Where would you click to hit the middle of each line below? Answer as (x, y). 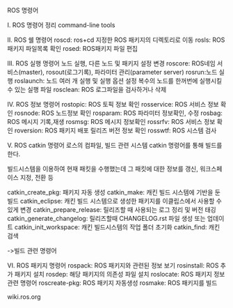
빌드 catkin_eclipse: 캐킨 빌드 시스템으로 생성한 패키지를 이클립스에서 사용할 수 (115, 201)
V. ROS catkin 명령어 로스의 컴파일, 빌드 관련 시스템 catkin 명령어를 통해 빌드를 (115, 145)
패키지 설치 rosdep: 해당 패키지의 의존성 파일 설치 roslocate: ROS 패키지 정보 (120, 274)
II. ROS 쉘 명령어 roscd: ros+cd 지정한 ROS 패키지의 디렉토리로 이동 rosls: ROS (116, 40)
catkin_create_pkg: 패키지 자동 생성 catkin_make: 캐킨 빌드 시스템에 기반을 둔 (114, 192)
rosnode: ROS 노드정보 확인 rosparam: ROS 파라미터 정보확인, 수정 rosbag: (118, 113)
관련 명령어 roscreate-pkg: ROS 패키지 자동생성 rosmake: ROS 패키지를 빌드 (112, 283)
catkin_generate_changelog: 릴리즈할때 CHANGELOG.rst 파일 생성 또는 (107, 218)
